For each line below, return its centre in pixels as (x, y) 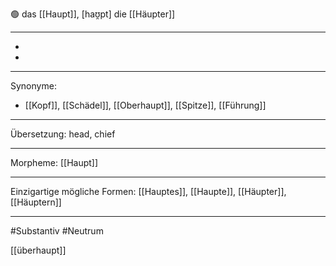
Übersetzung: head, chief (63, 134)
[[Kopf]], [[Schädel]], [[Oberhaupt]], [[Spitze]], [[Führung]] (145, 105)
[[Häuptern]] (36, 202)
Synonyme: (33, 86)
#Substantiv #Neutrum (57, 231)
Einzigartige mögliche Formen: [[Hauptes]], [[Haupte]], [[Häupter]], (148, 191)
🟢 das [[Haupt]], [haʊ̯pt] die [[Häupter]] (93, 14)
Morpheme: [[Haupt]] (54, 162)
